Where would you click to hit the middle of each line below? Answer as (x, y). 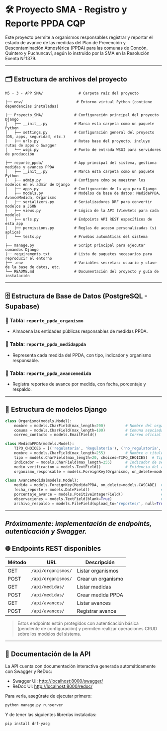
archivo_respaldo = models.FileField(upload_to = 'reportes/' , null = (85, 504)
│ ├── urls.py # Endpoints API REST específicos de (79, 219)
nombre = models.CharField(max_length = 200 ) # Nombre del (83, 426)
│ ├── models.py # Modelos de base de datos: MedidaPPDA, (83, 193)
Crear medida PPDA (100, 595)
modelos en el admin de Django (38, 184)
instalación (17, 276)
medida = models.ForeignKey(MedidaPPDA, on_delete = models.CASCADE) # (89, 485)
